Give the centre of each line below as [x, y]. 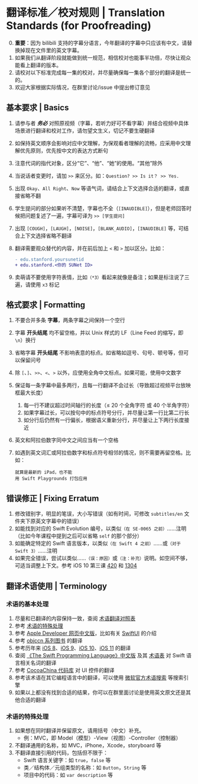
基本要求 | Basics [38, 108]
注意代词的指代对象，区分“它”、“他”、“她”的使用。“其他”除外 [89, 163]
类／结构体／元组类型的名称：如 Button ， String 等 [85, 767]
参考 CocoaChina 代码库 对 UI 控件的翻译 [64, 670]
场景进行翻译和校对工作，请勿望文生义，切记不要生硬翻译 [85, 130]
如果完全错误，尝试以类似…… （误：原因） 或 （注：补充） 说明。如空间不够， [103, 558]
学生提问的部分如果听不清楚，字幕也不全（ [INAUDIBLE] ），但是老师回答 [100, 208]
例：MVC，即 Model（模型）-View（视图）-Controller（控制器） [102, 738]
